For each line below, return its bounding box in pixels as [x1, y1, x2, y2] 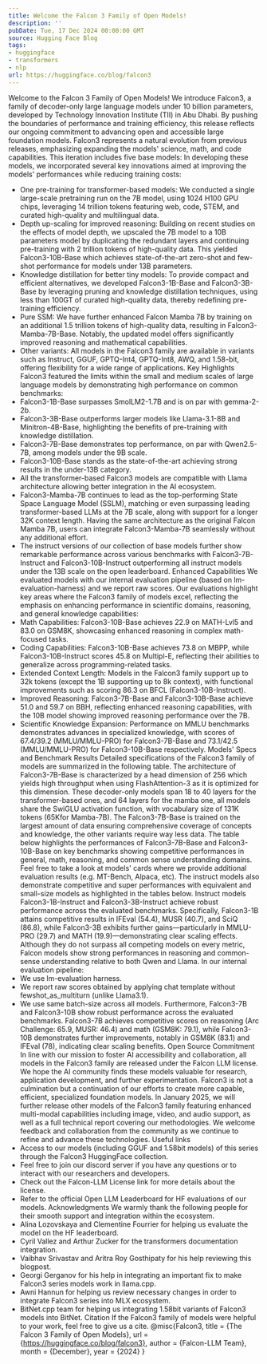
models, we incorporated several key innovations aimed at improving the [8, 160, 247, 170]
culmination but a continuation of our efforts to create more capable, [19, 1083, 245, 1093]
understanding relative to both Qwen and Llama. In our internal [41, 956, 247, 966]
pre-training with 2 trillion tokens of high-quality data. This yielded [19, 244, 238, 254]
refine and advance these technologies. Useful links [19, 1134, 191, 1144]
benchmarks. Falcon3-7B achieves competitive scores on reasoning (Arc [19, 1015, 260, 1026]
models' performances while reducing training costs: [8, 169, 182, 179]
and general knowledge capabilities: [19, 608, 139, 619]
